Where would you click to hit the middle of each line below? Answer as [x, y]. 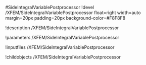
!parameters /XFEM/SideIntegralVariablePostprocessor [62, 38]
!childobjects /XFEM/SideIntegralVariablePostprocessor [63, 57]
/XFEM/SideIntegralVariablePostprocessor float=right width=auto [73, 13]
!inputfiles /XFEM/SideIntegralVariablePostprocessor [60, 47]
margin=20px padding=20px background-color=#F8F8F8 [65, 18]
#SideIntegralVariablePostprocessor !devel [50, 7]
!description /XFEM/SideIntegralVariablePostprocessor [62, 28]
